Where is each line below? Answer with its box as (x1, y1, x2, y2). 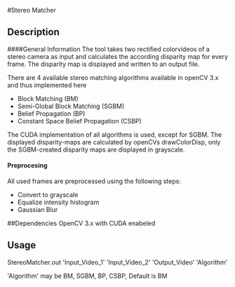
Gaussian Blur (17, 206, 58, 214)
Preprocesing (7, 161, 48, 170)
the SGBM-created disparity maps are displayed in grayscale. (7, 145, 185, 154)
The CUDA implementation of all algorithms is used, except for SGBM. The (7, 130, 222, 139)
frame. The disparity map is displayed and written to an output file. (7, 60, 200, 68)
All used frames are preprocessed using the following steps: (7, 177, 181, 185)
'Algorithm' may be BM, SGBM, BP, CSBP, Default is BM (7, 272, 168, 280)
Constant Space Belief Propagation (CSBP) (17, 116, 142, 125)
